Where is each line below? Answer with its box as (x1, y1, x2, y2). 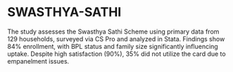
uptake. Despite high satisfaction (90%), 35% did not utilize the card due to (7, 50, 227, 58)
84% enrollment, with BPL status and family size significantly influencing (7, 42, 218, 50)
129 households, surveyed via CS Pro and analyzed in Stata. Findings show (7, 34, 225, 43)
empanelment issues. (7, 57, 70, 65)
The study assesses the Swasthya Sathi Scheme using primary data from (7, 27, 220, 36)
